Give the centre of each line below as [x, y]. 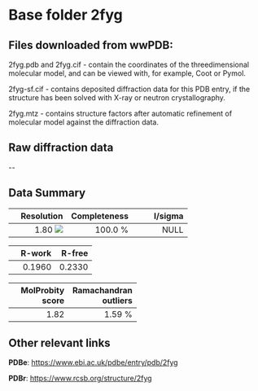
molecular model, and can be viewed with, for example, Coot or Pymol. [127, 73]
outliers [117, 301]
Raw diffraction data [61, 148]
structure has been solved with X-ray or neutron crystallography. [117, 98]
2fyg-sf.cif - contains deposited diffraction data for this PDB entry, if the [129, 89]
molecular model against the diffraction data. [83, 122]
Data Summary [47, 193]
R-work [36, 253]
